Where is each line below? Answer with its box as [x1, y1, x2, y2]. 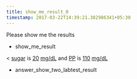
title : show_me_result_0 [6, 8, 69, 15]
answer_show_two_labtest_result [14, 66, 97, 73]
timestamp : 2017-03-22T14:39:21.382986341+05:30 [6, 14, 131, 21]
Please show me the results [6, 31, 75, 38]
